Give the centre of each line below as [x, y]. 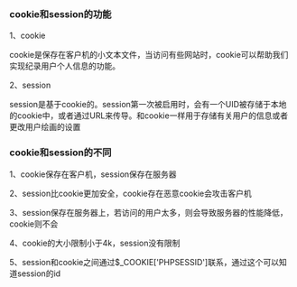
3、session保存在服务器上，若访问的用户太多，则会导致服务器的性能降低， [149, 212]
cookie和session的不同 [60, 153]
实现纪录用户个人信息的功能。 [65, 66]
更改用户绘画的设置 [45, 127]
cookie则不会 [34, 224]
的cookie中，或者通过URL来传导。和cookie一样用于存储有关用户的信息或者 [149, 116]
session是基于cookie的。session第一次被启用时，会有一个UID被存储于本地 [148, 105]
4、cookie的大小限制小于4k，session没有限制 [95, 243]
